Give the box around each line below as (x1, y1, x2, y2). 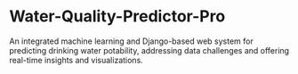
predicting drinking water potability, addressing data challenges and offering (9, 45, 290, 55)
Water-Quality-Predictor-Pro (9, 6, 226, 27)
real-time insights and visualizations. (9, 54, 144, 65)
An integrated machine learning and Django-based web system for (9, 36, 254, 46)
